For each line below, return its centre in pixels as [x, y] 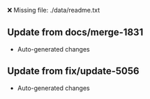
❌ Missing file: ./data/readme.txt [54, 10]
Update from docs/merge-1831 [75, 32]
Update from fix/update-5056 [73, 71]
